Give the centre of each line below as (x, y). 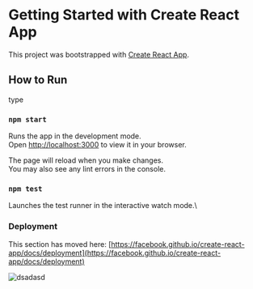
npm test (25, 189)
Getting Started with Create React (124, 15)
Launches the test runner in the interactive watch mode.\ (103, 206)
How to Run (38, 80)
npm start (27, 119)
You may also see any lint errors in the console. (87, 169)
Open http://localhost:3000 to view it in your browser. (98, 145)
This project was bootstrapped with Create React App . (99, 54)
